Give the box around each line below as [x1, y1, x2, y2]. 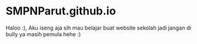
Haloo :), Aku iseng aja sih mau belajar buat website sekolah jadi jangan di [5, 24, 192, 31]
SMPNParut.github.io [5, 4, 116, 18]
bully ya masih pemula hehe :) [5, 30, 81, 37]
